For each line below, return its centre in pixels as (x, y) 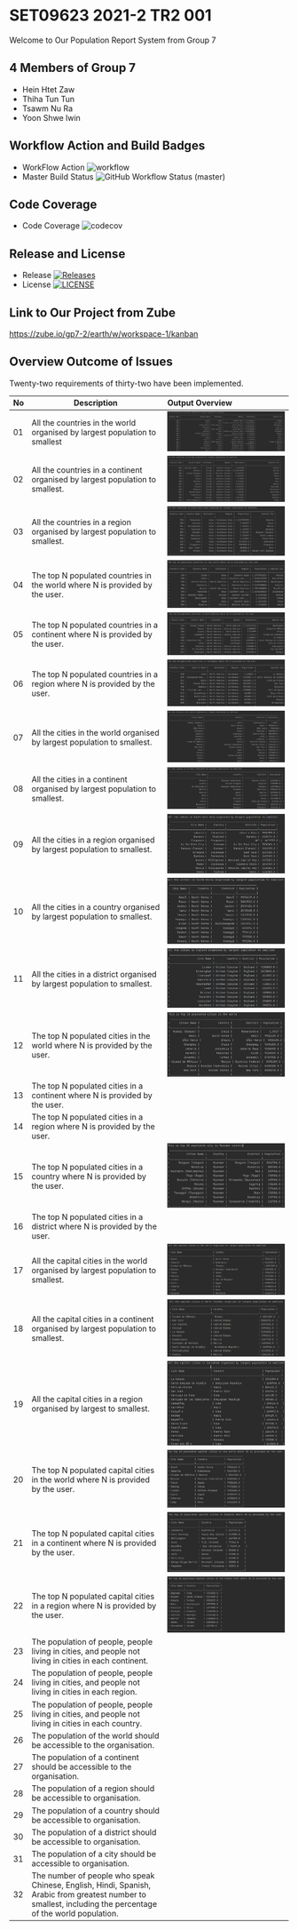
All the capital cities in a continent (93, 1320)
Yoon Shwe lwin (51, 117)
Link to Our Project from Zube (92, 312)
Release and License (67, 254)
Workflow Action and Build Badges (107, 146)
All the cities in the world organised (95, 733)
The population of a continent (85, 1758)
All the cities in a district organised (94, 974)
